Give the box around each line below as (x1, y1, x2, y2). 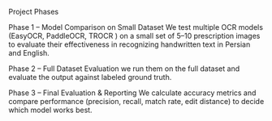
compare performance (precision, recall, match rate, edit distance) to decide (8, 97, 265, 106)
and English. (8, 48, 50, 57)
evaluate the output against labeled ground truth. (8, 73, 172, 81)
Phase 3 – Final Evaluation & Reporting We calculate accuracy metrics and (8, 88, 257, 98)
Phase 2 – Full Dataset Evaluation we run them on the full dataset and (8, 64, 240, 73)
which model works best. (8, 105, 93, 115)
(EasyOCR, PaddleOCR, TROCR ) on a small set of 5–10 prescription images (8, 31, 261, 40)
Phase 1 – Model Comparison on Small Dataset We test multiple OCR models (8, 23, 264, 31)
